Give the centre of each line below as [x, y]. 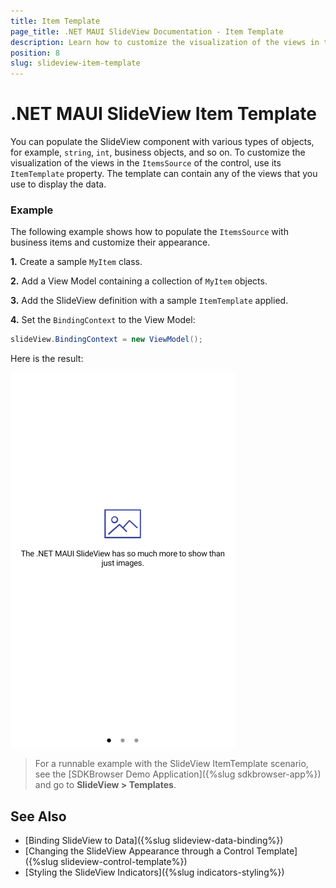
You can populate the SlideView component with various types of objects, [162, 142]
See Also [38, 816]
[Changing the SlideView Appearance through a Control [139, 851]
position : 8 [35, 53]
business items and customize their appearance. [110, 242]
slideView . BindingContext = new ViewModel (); [106, 340]
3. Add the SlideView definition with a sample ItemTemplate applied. [149, 301]
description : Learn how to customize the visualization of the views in [165, 42]
